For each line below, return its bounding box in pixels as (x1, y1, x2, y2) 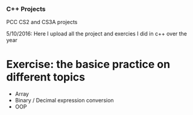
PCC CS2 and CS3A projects (6, 19, 78, 26)
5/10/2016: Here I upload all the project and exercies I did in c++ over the (6, 30, 188, 37)
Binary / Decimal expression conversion (14, 97, 114, 104)
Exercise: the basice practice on (6, 58, 171, 71)
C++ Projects (6, 5, 46, 13)
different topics (6, 70, 86, 84)
